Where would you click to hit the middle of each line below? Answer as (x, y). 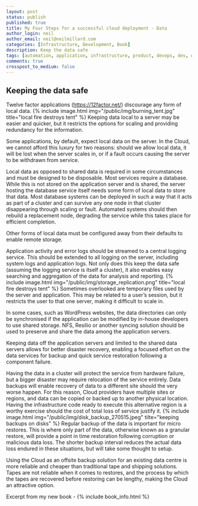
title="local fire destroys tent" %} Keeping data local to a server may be (93, 117)
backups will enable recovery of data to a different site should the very (92, 386)
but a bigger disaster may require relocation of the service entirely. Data (93, 379)
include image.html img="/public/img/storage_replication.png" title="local (96, 283)
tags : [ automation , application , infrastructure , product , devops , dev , (97, 56)
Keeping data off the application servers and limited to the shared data (92, 343)
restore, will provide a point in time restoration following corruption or (90, 436)
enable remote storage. (34, 239)
